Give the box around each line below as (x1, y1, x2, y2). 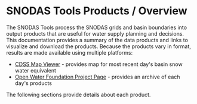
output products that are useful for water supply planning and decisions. (6, 30, 184, 37)
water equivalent (14, 67, 57, 74)
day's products (14, 79, 53, 87)
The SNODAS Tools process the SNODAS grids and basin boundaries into (6, 24, 187, 31)
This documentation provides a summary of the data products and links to (6, 36, 188, 43)
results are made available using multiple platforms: (6, 49, 133, 56)
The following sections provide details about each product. (6, 91, 151, 98)
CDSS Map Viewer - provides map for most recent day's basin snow (14, 61, 183, 68)
